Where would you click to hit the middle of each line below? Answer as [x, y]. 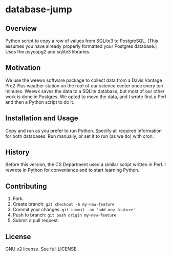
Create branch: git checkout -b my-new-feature [63, 204]
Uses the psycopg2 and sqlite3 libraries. [48, 52]
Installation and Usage [42, 118]
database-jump [39, 10]
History [17, 152]
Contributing [26, 186]
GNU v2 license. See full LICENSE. [42, 249]
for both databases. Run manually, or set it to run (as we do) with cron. [80, 136]
